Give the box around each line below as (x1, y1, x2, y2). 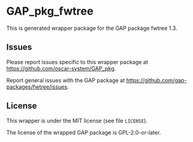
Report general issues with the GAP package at (6, 76, 125, 83)
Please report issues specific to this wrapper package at (6, 58, 148, 65)
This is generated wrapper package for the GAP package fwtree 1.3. (6, 24, 178, 32)
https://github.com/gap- (126, 76, 188, 83)
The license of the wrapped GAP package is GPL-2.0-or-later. (6, 129, 161, 136)
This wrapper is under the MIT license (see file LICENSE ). (6, 117, 148, 124)
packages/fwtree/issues (6, 83, 68, 90)
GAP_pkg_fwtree (6, 4, 93, 18)
